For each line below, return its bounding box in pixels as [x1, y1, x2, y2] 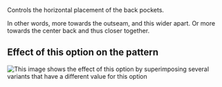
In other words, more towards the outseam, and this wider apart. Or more [7, 19, 216, 27]
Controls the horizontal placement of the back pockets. [7, 6, 165, 14]
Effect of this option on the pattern [7, 46, 159, 58]
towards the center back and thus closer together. [7, 27, 150, 35]
